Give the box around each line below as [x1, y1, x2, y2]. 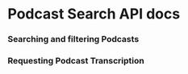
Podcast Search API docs [7, 5, 181, 23]
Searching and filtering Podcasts [7, 34, 140, 45]
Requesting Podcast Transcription [7, 55, 144, 67]
